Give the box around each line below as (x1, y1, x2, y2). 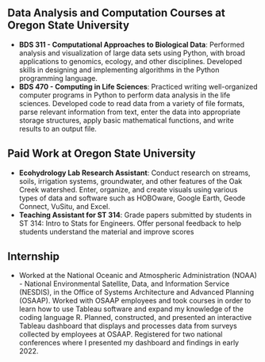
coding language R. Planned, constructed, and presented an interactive (18, 313, 252, 322)
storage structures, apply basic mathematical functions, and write (18, 115, 235, 125)
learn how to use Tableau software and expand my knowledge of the (18, 304, 244, 314)
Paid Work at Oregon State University (7, 147, 196, 161)
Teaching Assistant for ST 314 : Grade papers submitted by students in (18, 210, 252, 219)
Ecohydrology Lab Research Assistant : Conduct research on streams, (18, 168, 251, 177)
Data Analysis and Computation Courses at (7, 6, 225, 20)
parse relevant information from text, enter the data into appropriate (18, 107, 241, 116)
